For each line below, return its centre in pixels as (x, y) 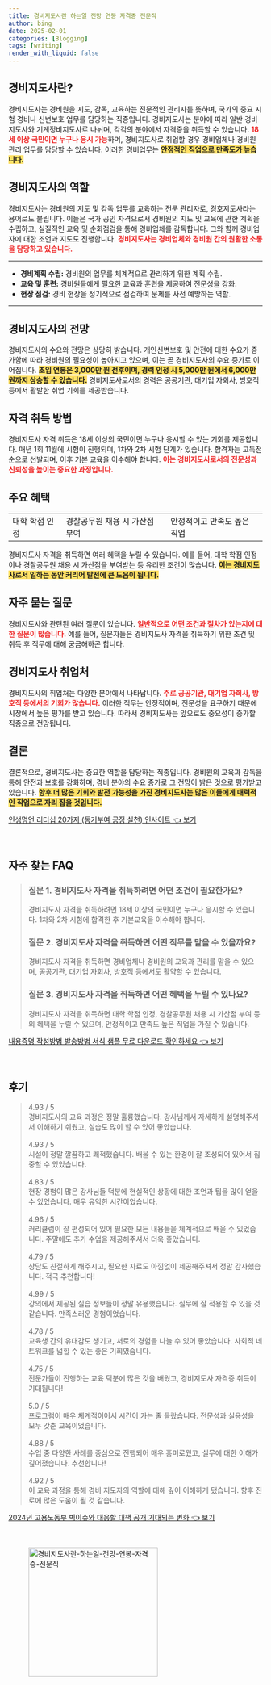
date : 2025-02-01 (38, 31)
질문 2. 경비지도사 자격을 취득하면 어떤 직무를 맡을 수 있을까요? (142, 943)
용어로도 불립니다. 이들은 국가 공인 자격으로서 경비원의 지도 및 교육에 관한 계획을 (134, 218)
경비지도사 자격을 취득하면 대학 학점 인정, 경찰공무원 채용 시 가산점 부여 (140, 1013)
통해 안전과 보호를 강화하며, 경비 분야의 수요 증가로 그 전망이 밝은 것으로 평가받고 (135, 782)
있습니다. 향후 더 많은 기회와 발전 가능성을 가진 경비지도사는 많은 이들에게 (122, 792)
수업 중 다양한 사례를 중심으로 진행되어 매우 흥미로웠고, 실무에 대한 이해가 (143, 1452)
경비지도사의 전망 (49, 329)
